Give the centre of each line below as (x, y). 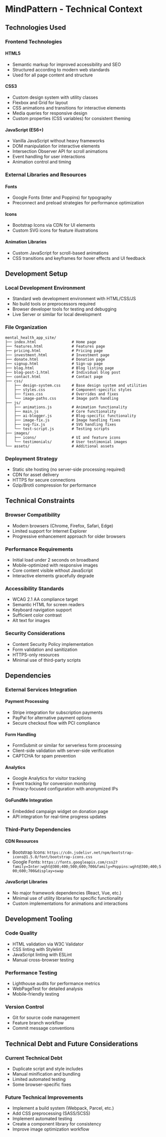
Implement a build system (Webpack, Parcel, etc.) (63, 1108)
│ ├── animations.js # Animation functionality (66, 407)
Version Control (25, 1007)
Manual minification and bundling (46, 1074)
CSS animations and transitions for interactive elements (69, 108)
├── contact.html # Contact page (54, 377)
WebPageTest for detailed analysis (48, 989)
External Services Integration (41, 690)
